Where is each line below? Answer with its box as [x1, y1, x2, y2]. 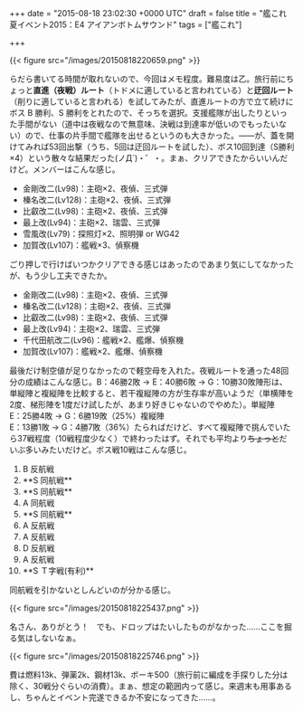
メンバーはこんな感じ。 [33, 164, 120, 175]
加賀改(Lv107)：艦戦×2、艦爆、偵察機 [22, 346, 163, 356]
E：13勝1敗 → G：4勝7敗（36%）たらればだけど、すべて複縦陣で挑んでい [9, 422, 283, 432]
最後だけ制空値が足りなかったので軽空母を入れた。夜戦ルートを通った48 [9, 365, 281, 375]
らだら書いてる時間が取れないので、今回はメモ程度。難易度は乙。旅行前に [9, 73, 287, 84]
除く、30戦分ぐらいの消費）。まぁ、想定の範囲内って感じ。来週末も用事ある [9, 681, 292, 691]
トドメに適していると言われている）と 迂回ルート [111, 85, 294, 95]
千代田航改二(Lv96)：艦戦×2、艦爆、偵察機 [22, 335, 185, 346]
